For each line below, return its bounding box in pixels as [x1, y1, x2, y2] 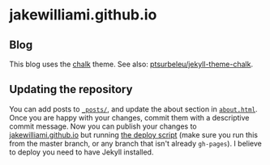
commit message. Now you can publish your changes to [9, 121, 197, 131]
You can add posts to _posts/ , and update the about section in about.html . [9, 104, 258, 114]
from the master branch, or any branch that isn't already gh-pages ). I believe [9, 138, 262, 148]
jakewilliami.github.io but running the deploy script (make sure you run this [9, 129, 259, 139]
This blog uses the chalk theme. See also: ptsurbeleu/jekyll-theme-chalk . [9, 59, 254, 69]
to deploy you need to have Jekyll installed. [9, 147, 154, 157]
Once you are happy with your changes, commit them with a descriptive [9, 112, 250, 122]
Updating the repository [9, 82, 133, 96]
